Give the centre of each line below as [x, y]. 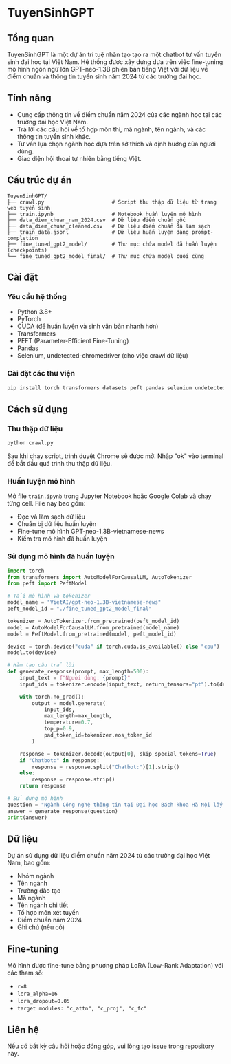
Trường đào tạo [39, 891]
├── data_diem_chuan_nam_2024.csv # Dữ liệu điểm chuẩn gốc [97, 220]
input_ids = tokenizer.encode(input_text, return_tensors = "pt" [112, 684]
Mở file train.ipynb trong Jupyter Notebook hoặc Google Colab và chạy [109, 496]
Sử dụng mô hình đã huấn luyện [61, 556]
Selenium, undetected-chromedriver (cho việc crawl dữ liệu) [102, 356]
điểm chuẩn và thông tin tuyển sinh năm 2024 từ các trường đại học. [104, 76]
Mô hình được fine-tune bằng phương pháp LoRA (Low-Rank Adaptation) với [115, 966]
